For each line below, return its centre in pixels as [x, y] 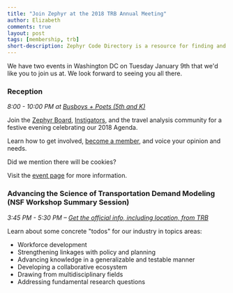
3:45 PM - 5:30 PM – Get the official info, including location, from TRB [108, 218]
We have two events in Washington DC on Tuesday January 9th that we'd [113, 66]
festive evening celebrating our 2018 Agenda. [73, 128]
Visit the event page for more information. [67, 176]
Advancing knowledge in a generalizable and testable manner [106, 260]
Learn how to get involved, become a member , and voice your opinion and [114, 141]
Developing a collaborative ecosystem [72, 266]
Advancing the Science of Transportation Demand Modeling [111, 194]
